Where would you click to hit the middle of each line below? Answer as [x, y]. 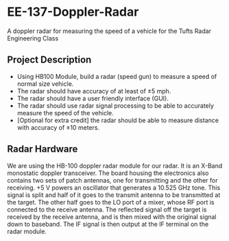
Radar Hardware [43, 149]
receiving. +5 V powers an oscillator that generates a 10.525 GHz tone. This [114, 187]
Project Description [49, 60]
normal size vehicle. [45, 84]
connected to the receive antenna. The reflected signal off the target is [107, 209]
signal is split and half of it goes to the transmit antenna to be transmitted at [114, 195]
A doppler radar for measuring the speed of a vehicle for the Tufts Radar [109, 31]
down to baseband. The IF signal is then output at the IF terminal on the [108, 224]
